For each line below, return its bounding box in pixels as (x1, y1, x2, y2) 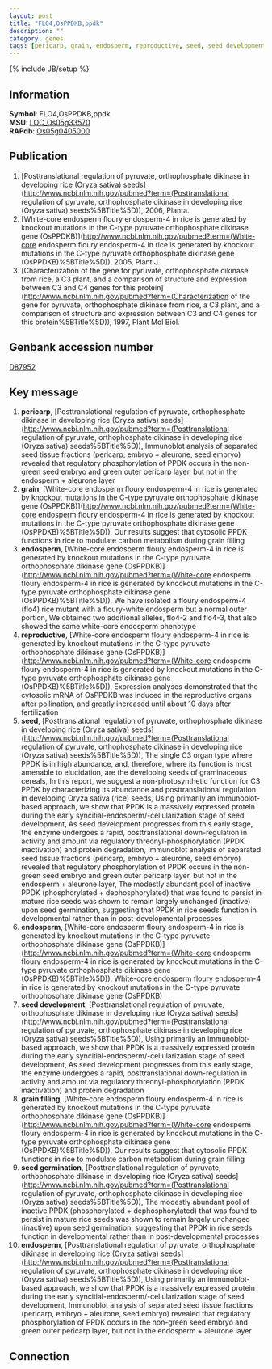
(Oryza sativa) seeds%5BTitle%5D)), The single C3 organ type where (20, 750, 253, 760)
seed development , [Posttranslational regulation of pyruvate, (20, 999, 225, 1009)
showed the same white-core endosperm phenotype (20, 622, 197, 632)
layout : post (9, 11, 53, 20)
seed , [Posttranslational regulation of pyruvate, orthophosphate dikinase (20, 716, 263, 726)
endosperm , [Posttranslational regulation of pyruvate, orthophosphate (20, 1240, 256, 1250)
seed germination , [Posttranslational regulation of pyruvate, (20, 1163, 221, 1173)
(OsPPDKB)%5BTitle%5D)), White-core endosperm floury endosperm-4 (20, 974, 262, 983)
